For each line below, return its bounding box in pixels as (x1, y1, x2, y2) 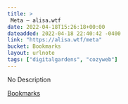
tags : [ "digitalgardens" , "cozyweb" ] (7, 56, 118, 63)
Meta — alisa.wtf (10, 17, 61, 24)
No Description (7, 75, 51, 84)
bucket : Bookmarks (7, 43, 61, 50)
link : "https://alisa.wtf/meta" (7, 37, 102, 44)
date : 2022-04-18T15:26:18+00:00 (7, 23, 105, 30)
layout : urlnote (7, 50, 55, 57)
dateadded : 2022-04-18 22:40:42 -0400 (7, 30, 121, 37)
